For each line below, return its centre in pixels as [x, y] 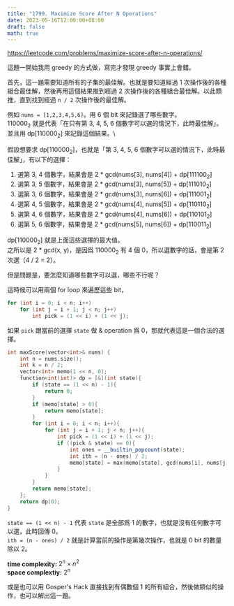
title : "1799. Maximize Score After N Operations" [82, 14]
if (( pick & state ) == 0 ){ [96, 443]
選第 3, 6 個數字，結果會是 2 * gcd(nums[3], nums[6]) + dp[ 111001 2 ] [115, 195]
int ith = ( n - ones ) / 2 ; [109, 456]
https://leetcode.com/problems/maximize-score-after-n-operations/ [105, 53]
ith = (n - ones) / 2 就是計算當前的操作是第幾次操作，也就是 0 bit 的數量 [115, 540]
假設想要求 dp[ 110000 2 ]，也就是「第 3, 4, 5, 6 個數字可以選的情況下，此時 [113, 150]
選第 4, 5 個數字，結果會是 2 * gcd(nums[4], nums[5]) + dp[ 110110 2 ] [115, 205]
